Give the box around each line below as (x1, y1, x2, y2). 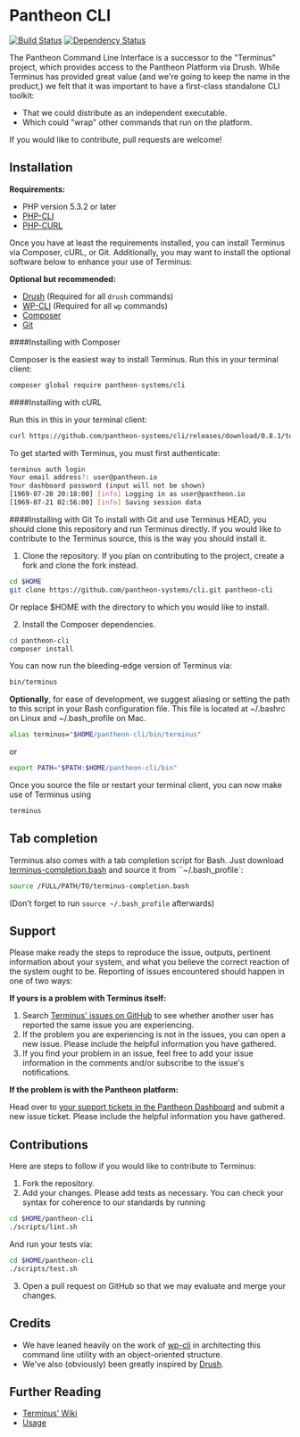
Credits (9, 1316, 52, 1331)
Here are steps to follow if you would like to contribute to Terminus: (9, 1161, 256, 1172)
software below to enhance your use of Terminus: (9, 256, 193, 267)
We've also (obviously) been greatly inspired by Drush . (21, 1358, 224, 1369)
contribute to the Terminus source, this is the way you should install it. (9, 533, 267, 544)
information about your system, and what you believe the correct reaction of (9, 957, 290, 968)
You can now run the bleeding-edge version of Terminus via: (9, 660, 232, 671)
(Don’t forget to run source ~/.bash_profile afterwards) (9, 898, 215, 909)
